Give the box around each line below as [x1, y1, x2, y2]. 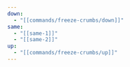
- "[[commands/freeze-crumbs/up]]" [13, 50, 118, 57]
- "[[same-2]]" [13, 36, 58, 43]
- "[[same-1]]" [13, 29, 58, 37]
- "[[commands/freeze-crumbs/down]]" [13, 17, 124, 24]
